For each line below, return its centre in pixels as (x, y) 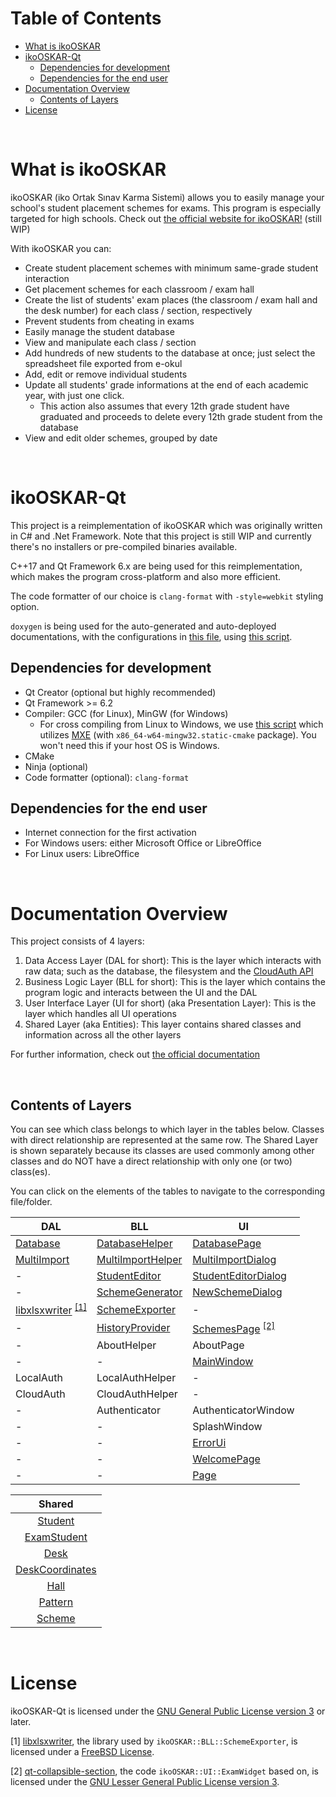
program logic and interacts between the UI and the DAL (141, 993)
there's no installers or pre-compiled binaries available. (124, 546)
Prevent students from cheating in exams (109, 321)
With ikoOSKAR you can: (61, 248)
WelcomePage (226, 1459)
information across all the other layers (103, 1035)
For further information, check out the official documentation (135, 1054)
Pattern (56, 1602)
